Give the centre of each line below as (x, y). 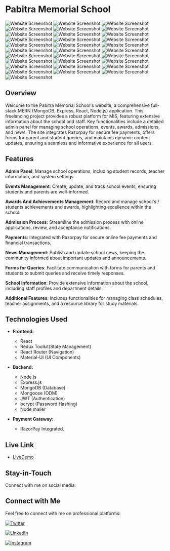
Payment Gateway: (33, 419)
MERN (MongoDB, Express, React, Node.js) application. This (80, 110)
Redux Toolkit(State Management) (56, 347)
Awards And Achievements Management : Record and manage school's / (82, 202)
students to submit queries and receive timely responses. (65, 273)
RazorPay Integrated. (42, 429)
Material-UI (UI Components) (50, 358)
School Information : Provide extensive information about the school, (77, 283)
